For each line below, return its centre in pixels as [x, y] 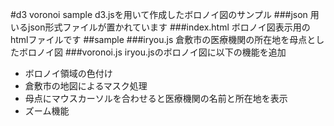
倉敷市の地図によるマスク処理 [86, 86]
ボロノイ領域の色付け [68, 73]
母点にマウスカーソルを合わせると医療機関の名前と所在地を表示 [156, 98]
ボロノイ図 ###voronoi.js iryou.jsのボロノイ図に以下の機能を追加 [152, 52]
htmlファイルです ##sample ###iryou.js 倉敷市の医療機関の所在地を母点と [163, 39]
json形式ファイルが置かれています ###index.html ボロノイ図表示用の [169, 27]
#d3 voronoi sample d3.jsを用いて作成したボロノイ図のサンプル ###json [159, 14]
